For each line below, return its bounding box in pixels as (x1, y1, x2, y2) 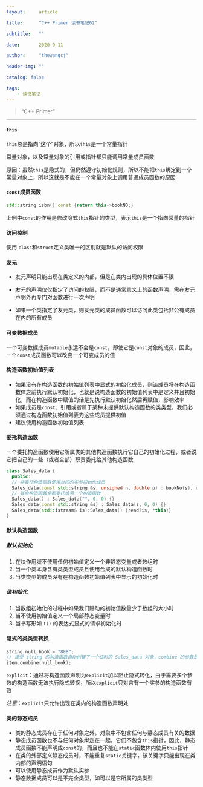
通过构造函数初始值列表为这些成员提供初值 (20, 411, 127, 418)
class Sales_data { (6, 467, 56, 474)
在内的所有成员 (14, 314, 53, 321)
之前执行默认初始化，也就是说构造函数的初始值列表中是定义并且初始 (25, 388, 195, 395)
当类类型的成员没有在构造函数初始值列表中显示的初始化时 (14, 573, 158, 581)
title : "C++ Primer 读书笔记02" (6, 19, 98, 26)
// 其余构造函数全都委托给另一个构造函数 (11, 490, 101, 496)
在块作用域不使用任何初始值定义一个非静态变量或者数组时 (14, 558, 158, 565)
